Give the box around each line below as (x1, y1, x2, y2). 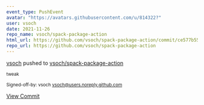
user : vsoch (6, 20, 36, 26)
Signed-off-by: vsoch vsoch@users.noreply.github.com (6, 81, 123, 88)
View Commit (6, 92, 40, 100)
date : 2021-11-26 (6, 25, 50, 32)
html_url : (6, 37, 32, 43)
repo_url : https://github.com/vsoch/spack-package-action (6, 43, 156, 49)
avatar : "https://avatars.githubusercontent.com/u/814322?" (6, 15, 162, 21)
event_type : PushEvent (6, 8, 64, 15)
